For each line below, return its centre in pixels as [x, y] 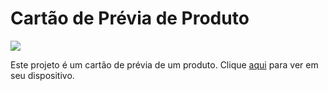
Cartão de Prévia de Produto [130, 18]
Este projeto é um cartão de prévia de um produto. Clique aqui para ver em [164, 64]
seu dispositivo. [42, 75]
